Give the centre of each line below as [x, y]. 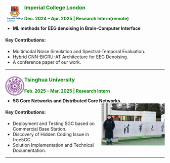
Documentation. [29, 150]
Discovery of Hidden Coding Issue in [51, 134]
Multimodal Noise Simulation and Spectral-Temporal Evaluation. [79, 51]
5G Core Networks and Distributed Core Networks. [67, 101]
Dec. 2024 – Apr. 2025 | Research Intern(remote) [77, 19]
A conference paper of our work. [47, 62]
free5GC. [22, 140]
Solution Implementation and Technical [53, 145]
